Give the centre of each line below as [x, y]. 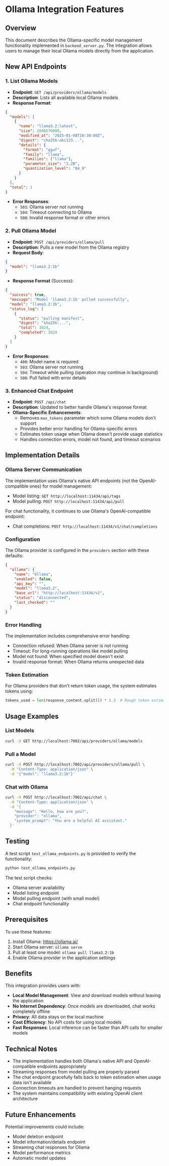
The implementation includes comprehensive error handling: [68, 636]
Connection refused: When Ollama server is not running [70, 645]
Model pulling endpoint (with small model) [56, 898]
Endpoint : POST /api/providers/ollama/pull [58, 242]
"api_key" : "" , [30, 584]
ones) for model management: [61, 486]
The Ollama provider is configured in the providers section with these [77, 550]
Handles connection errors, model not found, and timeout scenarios [90, 439]
